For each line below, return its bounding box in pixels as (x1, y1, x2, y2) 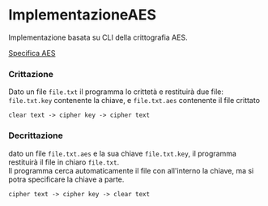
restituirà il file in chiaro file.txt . (8, 157, 120, 167)
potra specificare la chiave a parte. (8, 174, 125, 184)
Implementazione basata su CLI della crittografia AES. (8, 32, 188, 42)
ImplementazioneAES (8, 6, 156, 24)
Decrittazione (8, 130, 63, 141)
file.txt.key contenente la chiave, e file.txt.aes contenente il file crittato (8, 96, 261, 105)
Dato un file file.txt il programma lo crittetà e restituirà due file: (8, 87, 224, 97)
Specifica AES (8, 48, 56, 58)
